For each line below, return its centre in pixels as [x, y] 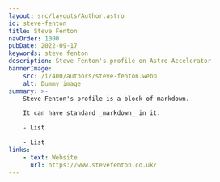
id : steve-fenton [38, 23]
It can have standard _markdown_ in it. [92, 113]
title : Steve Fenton [43, 31]
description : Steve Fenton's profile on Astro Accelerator [110, 61]
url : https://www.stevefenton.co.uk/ [93, 165]
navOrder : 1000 [34, 38]
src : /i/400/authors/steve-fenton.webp [90, 76]
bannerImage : [30, 69]
